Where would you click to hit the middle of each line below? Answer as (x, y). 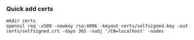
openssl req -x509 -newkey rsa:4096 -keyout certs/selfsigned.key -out (97, 26)
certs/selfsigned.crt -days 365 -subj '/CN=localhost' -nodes (85, 31)
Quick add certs (30, 9)
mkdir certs (21, 21)
